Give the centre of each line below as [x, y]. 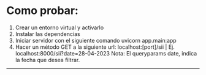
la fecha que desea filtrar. [48, 60]
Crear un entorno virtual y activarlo [59, 27]
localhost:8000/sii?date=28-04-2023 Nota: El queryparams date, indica [106, 53]
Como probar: [42, 11]
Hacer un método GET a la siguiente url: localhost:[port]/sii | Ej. [95, 47]
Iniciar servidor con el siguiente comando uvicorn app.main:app [96, 40]
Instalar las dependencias [48, 34]
